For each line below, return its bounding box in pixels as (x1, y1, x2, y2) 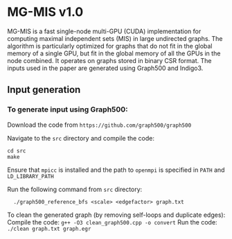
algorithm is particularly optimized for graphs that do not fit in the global (7, 42, 213, 50)
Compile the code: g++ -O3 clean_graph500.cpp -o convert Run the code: (7, 218, 217, 226)
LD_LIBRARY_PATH (7, 172, 54, 180)
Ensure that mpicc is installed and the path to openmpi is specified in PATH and (7, 166, 225, 174)
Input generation (7, 84, 81, 96)
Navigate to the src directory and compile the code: (7, 134, 154, 142)
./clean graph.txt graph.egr (7, 225, 91, 232)
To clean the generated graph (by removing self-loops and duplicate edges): (7, 211, 226, 219)
